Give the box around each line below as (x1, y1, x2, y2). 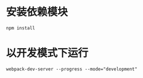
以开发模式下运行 (6, 46, 89, 60)
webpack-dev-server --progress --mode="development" (6, 66, 138, 72)
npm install (6, 25, 35, 31)
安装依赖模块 (6, 5, 69, 19)
